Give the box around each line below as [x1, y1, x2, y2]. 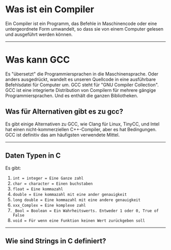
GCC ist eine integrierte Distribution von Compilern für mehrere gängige [5, 87, 156, 93]
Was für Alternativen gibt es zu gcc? [5, 107, 124, 116]
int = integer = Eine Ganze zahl [12, 176, 84, 181]
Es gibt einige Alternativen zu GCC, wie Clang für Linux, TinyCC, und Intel [5, 121, 160, 127]
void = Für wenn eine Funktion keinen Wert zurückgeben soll [12, 218, 146, 223]
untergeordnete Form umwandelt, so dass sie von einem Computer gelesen [5, 26, 164, 32]
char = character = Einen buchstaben [12, 181, 93, 186]
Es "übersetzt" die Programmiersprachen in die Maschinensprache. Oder [5, 70, 159, 77]
